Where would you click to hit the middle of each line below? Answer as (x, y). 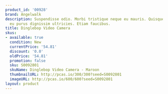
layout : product (22, 84)
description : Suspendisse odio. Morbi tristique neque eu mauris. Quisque (85, 19)
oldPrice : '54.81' (29, 56)
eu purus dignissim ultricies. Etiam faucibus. (60, 24)
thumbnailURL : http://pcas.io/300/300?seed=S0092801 (66, 75)
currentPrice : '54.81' (33, 47)
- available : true (24, 38)
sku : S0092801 (24, 65)
